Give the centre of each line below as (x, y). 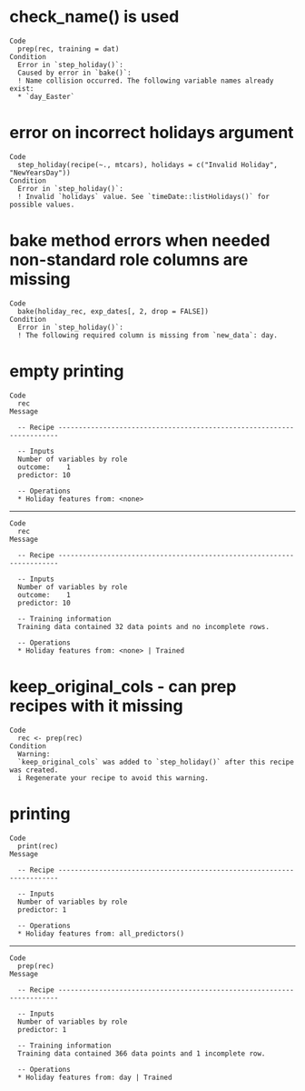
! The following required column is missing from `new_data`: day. (148, 335)
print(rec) (38, 846)
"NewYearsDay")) (40, 173)
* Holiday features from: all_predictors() (101, 934)
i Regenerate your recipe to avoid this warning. (113, 778)
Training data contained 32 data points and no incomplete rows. (144, 626)
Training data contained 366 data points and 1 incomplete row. (142, 1053)
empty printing (67, 371)
